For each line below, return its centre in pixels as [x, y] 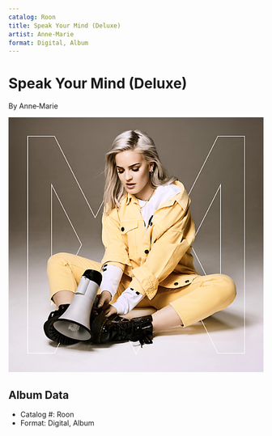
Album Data [39, 395]
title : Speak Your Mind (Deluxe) [65, 25]
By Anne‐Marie [33, 106]
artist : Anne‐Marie [41, 34]
